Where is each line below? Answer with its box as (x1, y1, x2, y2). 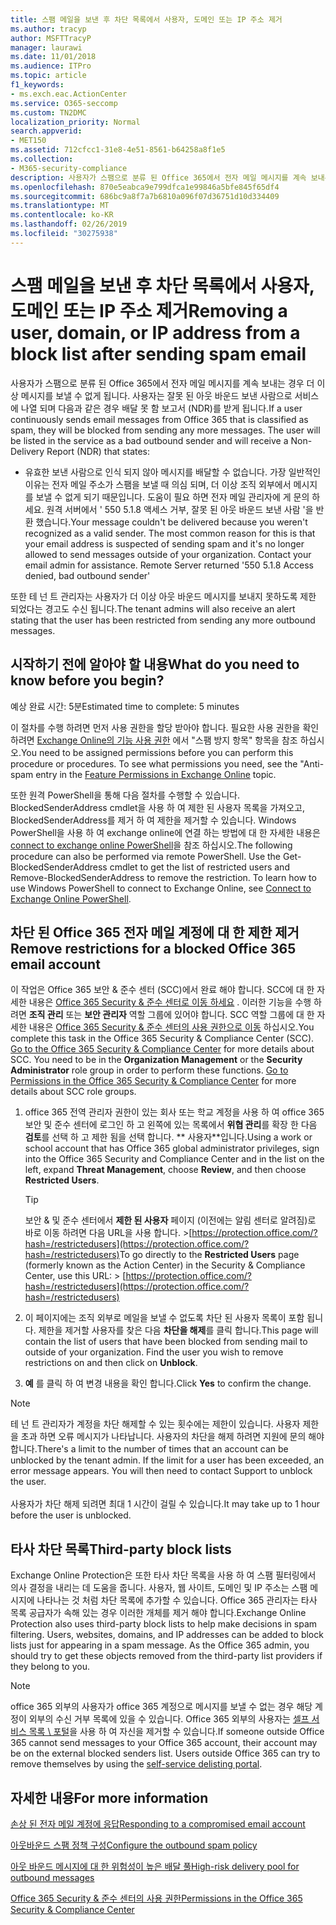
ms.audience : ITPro (10, 61, 92, 71)
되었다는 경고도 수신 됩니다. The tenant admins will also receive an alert (10, 602, 296, 615)
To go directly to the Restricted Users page (119, 1249, 300, 1261)
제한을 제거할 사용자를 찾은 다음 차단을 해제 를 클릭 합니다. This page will (38, 1324, 319, 1336)
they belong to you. (10, 1661, 90, 1673)
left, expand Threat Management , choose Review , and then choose (24, 1164, 307, 1176)
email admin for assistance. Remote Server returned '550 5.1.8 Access (24, 559, 315, 571)
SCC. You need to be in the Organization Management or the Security (10, 1054, 303, 1066)
